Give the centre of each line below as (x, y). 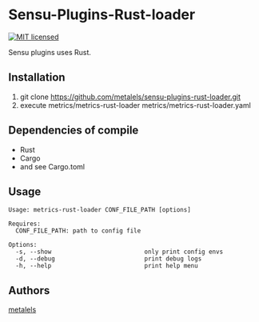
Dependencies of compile (74, 131)
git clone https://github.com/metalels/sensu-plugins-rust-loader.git (130, 97)
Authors (29, 290)
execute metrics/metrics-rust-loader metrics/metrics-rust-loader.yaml (135, 105)
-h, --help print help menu (107, 266)
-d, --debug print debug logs (109, 259)
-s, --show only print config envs (120, 252)
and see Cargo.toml (52, 166)
